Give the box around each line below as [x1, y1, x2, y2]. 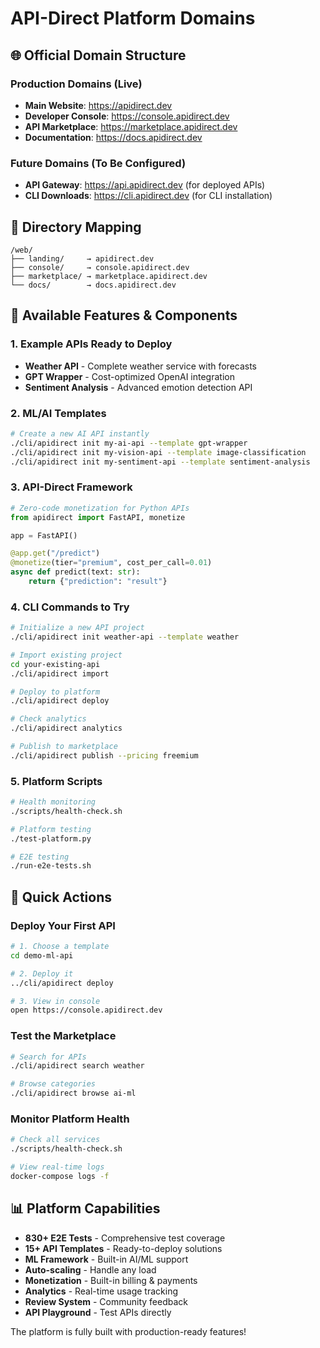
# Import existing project [10, 650, 123, 660]
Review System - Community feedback [24, 1295, 188, 1307]
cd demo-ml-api [10, 950, 74, 961]
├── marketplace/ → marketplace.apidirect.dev [10, 271, 208, 281]
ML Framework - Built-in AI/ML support [24, 1253, 189, 1265]
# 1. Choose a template [10, 942, 110, 952]
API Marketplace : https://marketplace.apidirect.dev [24, 120, 238, 132]
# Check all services [10, 1135, 101, 1145]
